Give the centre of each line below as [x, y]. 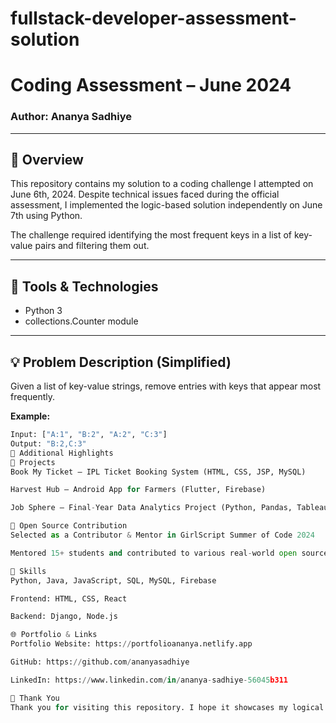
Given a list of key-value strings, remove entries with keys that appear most [166, 386]
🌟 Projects [33, 462]
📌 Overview [47, 160]
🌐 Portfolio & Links [54, 635]
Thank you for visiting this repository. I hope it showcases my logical [167, 707]
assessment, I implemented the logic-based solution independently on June [166, 205]
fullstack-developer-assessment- [153, 18]
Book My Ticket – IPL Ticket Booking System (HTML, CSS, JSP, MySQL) [158, 472]
